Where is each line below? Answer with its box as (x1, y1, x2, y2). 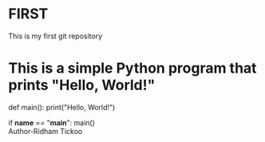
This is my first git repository (8, 31, 103, 41)
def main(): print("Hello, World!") (8, 102, 116, 112)
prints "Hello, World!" (8, 77, 156, 94)
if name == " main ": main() (8, 117, 96, 128)
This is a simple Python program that (8, 59, 257, 77)
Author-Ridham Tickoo (8, 126, 83, 136)
